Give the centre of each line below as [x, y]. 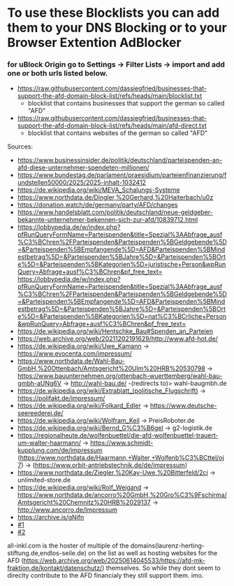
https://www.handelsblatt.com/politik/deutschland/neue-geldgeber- [115, 212]
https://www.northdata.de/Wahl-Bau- [71, 361]
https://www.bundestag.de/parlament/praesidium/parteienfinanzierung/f [122, 175]
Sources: [20, 147]
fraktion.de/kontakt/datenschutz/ [55, 568]
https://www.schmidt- [122, 443]
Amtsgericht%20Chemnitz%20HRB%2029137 [84, 503]
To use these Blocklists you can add [114, 13]
